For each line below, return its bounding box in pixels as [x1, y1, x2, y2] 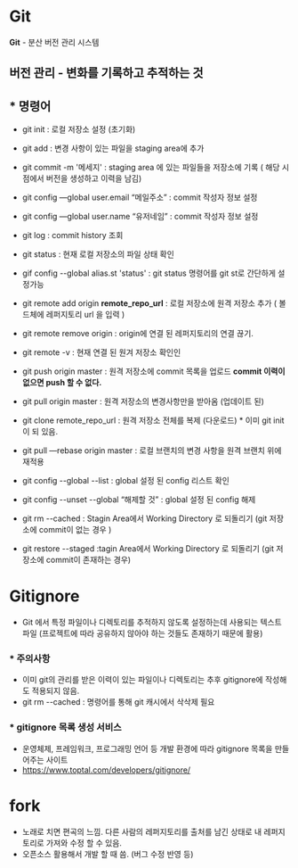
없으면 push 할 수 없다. [21, 377, 102, 388]
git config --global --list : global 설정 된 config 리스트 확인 [21, 475, 230, 486]
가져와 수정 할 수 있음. [45, 837, 123, 848]
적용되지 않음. [31, 685, 80, 697]
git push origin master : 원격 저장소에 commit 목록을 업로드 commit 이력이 [21, 366, 286, 376]
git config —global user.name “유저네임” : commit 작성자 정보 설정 [21, 211, 259, 222]
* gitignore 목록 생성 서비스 [9, 721, 122, 733]
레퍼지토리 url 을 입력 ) [45, 310, 125, 320]
